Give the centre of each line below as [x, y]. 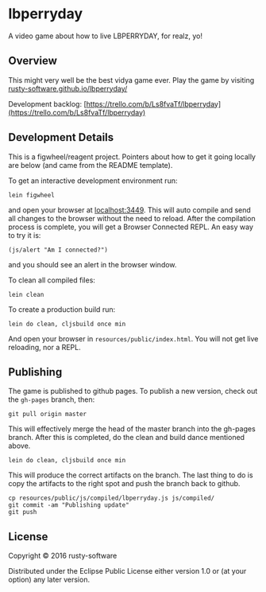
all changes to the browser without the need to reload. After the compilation [132, 218]
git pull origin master [48, 415]
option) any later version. [49, 580]
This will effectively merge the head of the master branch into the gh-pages [132, 429]
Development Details [61, 137]
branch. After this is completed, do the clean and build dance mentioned [126, 438]
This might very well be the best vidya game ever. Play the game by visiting [131, 80]
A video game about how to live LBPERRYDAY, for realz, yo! [105, 36]
